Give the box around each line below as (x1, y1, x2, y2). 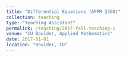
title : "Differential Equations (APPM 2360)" (6, 8, 121, 15)
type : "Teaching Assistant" (6, 20, 76, 26)
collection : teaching (6, 14, 60, 20)
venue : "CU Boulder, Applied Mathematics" (6, 31, 113, 37)
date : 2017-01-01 (6, 36, 49, 42)
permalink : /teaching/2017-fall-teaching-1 (6, 25, 116, 31)
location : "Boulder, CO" (6, 42, 68, 48)
